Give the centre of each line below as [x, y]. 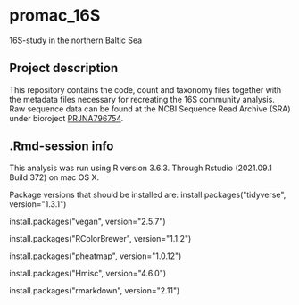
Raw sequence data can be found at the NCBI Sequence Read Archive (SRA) [150, 109]
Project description [64, 68]
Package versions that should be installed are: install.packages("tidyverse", [148, 194]
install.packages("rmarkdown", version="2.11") [95, 290]
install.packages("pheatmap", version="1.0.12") [96, 256]
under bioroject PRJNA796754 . [66, 118]
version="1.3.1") [38, 204]
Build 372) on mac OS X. [54, 177]
